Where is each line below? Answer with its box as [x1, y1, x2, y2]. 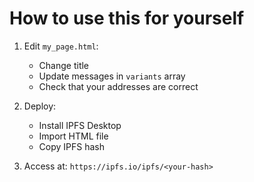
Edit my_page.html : [23, 40, 99, 52]
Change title [38, 59, 90, 71]
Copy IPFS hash [38, 140, 106, 152]
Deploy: [23, 100, 57, 112]
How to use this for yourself [9, 7, 245, 30]
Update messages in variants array [38, 70, 186, 82]
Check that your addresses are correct [38, 80, 199, 92]
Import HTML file [38, 130, 109, 142]
